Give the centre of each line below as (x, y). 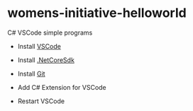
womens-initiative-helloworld (97, 13)
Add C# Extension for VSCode (62, 87)
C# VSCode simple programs (50, 33)
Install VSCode (39, 46)
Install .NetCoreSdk (46, 60)
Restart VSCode (41, 101)
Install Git (31, 74)
